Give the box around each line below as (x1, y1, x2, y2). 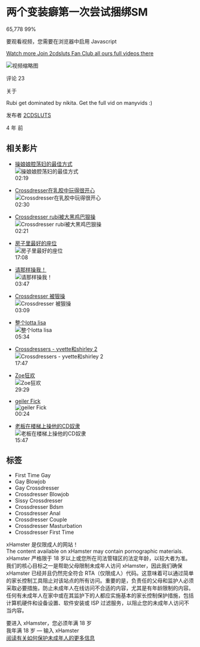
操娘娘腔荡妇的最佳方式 (14, 160, 73, 167)
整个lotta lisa (14, 319, 46, 326)
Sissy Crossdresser (14, 497, 63, 504)
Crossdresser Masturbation (14, 522, 82, 529)
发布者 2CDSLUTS (6, 111, 52, 119)
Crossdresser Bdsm (14, 503, 64, 510)
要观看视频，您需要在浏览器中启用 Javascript (6, 38, 117, 45)
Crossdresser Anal (14, 509, 61, 517)
